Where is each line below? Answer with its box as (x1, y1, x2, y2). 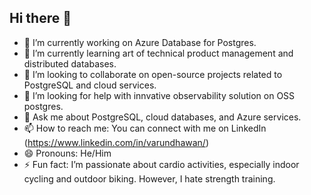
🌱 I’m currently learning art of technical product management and (23, 47, 294, 59)
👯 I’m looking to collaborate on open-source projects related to (23, 68, 283, 80)
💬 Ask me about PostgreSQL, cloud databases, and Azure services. (23, 111, 302, 123)
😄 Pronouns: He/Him (23, 147, 112, 159)
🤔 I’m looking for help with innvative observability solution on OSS (23, 89, 296, 101)
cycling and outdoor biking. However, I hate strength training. (23, 172, 276, 185)
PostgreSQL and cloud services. (23, 79, 157, 91)
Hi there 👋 (9, 10, 72, 27)
